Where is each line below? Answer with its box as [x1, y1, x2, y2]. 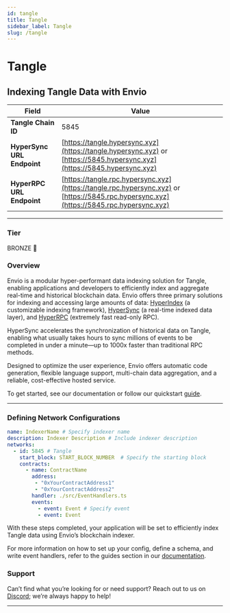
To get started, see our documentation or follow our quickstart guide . [7, 389, 202, 397]
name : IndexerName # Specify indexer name [7, 428, 130, 436]
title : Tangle [7, 16, 48, 23]
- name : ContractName [25, 467, 88, 474]
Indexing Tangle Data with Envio [7, 86, 147, 97]
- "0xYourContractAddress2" [34, 486, 115, 493]
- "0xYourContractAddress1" [34, 480, 115, 487]
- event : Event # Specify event [37, 505, 130, 512]
